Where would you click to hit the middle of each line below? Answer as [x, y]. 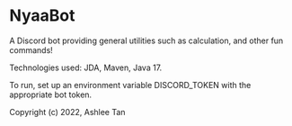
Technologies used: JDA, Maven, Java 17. [86, 67]
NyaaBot [42, 16]
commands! [31, 49]
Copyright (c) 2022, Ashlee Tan [67, 112]
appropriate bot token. [51, 94]
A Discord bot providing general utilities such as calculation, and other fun [146, 40]
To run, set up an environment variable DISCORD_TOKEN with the [130, 85]
